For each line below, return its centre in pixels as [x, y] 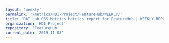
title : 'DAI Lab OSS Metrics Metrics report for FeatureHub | [72, 19]
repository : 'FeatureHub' [32, 28]
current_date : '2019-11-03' [35, 33]
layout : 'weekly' [23, 10]
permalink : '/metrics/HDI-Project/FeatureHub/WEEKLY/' [64, 14]
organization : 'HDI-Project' [36, 23]
